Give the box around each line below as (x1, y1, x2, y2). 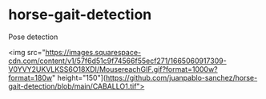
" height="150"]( (51, 73, 107, 82)
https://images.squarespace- (45, 47, 142, 57)
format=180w (8, 73, 53, 82)
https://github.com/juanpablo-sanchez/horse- (105, 73, 258, 82)
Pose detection (8, 32, 58, 42)
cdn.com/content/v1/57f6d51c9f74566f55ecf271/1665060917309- (8, 56, 227, 65)
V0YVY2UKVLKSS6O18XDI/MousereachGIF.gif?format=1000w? (8, 64, 218, 73)
